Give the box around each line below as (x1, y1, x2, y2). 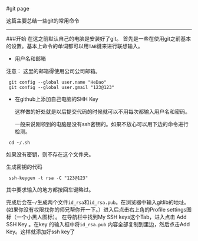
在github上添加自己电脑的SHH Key (14, 95, 98, 103)
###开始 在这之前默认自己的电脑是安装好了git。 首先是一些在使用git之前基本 (6, 35, 192, 42)
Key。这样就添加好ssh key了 (6, 228, 75, 235)
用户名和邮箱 (14, 55, 46, 62)
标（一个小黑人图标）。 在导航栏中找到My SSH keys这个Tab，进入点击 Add (6, 213, 187, 220)
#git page (6, 5, 29, 12)
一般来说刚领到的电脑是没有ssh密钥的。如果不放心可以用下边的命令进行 (14, 121, 189, 127)
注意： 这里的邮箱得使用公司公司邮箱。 (6, 68, 101, 74)
